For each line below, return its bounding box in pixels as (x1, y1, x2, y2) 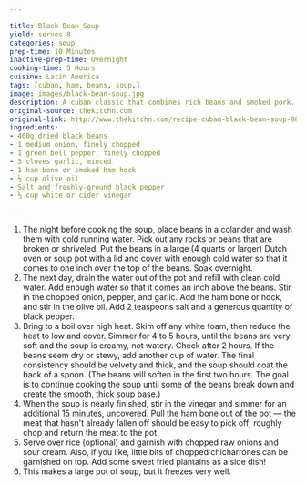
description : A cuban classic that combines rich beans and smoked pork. (9, 98, 296, 107)
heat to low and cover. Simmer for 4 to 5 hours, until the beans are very (22, 330, 291, 342)
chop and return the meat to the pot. (22, 428, 159, 439)
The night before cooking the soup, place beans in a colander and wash (22, 224, 293, 235)
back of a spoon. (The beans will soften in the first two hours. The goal (22, 369, 290, 380)
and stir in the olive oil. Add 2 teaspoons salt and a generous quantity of (22, 302, 293, 313)
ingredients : (9, 123, 59, 132)
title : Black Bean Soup (9, 21, 100, 30)
